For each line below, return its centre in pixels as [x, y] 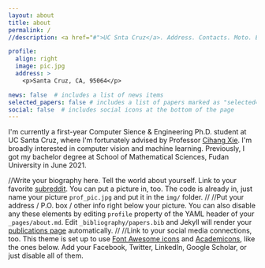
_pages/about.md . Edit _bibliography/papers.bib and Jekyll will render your [130, 222]
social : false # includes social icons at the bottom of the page [121, 110]
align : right [37, 59]
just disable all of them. [46, 255]
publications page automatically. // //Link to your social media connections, [130, 231]
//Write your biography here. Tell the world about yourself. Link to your [123, 181]
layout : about [32, 15]
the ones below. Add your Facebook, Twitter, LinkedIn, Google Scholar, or [127, 248]
